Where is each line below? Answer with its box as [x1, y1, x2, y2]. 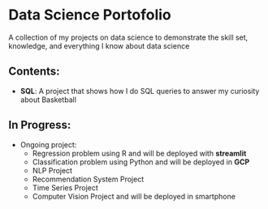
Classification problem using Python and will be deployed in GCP [32, 156, 250, 167]
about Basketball [19, 95, 77, 104]
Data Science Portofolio [8, 6, 172, 24]
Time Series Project [32, 182, 99, 192]
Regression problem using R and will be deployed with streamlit [32, 148, 247, 158]
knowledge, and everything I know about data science [8, 41, 190, 50]
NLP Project [32, 165, 73, 175]
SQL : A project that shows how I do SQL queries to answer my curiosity [19, 86, 260, 96]
